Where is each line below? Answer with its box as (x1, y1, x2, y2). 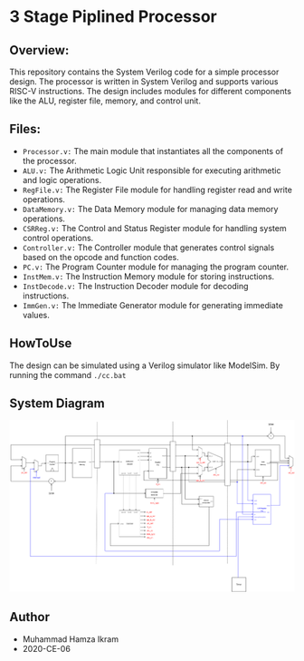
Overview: (9, 43, 70, 58)
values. (22, 309, 50, 320)
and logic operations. (22, 174, 102, 185)
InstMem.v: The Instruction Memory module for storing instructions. (22, 270, 275, 282)
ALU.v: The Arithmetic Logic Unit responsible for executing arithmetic (22, 165, 281, 176)
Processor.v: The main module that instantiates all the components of (22, 145, 283, 156)
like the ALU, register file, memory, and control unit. (9, 95, 202, 106)
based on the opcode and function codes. (22, 251, 179, 262)
